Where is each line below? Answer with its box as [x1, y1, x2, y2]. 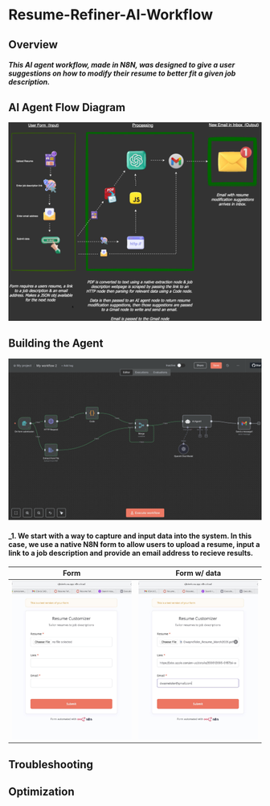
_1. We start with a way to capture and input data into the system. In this [8, 531, 252, 541]
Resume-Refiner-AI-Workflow [8, 6, 213, 24]
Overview [8, 38, 59, 51]
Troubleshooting [8, 758, 94, 771]
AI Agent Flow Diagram [8, 101, 126, 114]
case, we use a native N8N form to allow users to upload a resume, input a [8, 540, 260, 549]
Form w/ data [175, 569, 222, 578]
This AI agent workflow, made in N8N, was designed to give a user [8, 60, 235, 70]
